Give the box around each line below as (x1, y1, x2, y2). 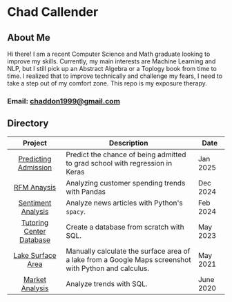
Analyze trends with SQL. (65, 279, 148, 288)
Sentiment (18, 198, 52, 208)
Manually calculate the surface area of (65, 246, 191, 256)
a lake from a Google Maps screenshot (65, 254, 191, 264)
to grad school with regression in (65, 158, 173, 168)
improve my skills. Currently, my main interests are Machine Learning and (7, 57, 216, 66)
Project (23, 138, 47, 148)
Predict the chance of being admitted (65, 150, 186, 159)
